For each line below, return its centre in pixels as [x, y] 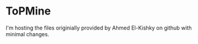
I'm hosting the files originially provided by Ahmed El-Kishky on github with [99, 28]
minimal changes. [27, 34]
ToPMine [28, 11]
